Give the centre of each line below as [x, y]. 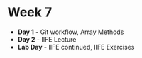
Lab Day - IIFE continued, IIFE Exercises [76, 47]
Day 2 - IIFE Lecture [47, 39]
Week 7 [30, 12]
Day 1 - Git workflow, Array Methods [71, 32]
